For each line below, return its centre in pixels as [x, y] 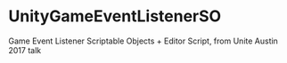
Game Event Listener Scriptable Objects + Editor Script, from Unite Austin [143, 41]
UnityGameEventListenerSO [115, 16]
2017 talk [25, 50]
